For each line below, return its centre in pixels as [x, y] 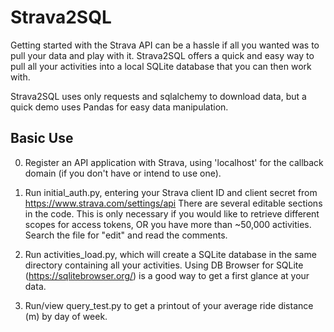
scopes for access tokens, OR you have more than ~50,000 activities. [168, 224]
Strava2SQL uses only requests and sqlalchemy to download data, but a [158, 96]
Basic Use [42, 138]
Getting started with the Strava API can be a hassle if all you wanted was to [165, 45]
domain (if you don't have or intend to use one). [123, 173]
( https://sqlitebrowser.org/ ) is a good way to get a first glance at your [167, 275]
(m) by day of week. [66, 316]
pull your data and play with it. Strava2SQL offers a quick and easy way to [162, 55]
